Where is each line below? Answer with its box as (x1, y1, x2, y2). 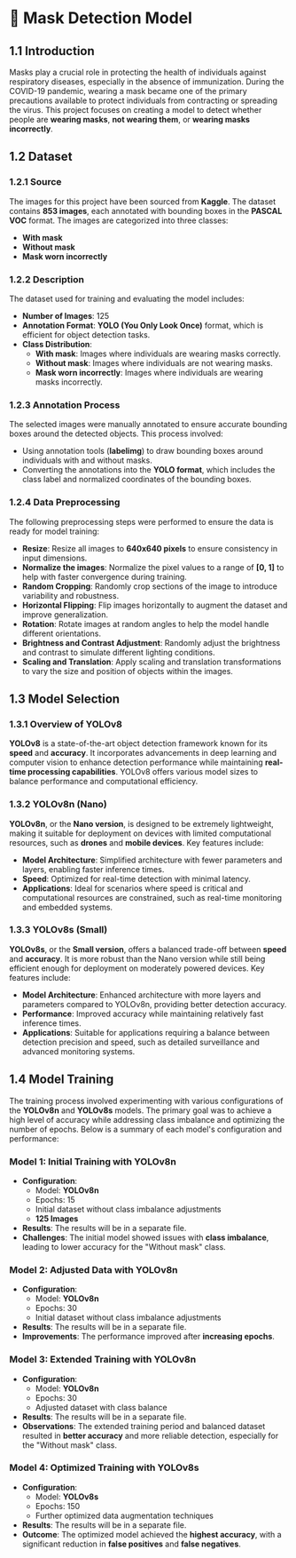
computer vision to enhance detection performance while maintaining (9, 757, 263, 767)
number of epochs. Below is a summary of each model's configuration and (9, 1124, 282, 1134)
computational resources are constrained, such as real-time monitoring (21, 892, 282, 902)
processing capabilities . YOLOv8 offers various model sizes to (27, 767, 259, 777)
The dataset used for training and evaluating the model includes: (9, 293, 245, 304)
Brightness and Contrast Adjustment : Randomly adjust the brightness (21, 637, 281, 648)
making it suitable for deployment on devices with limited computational (9, 828, 272, 839)
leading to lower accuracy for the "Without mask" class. (21, 1241, 226, 1252)
